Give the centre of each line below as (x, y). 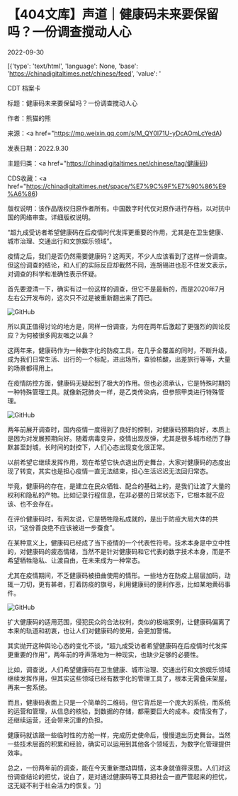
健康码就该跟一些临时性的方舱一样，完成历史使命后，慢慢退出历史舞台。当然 (119, 735)
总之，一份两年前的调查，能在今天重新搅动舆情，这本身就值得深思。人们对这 (119, 768)
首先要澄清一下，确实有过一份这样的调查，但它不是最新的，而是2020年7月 (116, 289)
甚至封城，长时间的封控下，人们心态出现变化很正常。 (91, 447)
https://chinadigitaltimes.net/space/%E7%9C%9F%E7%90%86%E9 (126, 186)
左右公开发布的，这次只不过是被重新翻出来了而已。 (82, 297)
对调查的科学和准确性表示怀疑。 (54, 274)
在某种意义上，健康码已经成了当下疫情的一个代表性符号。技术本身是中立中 (116, 543)
